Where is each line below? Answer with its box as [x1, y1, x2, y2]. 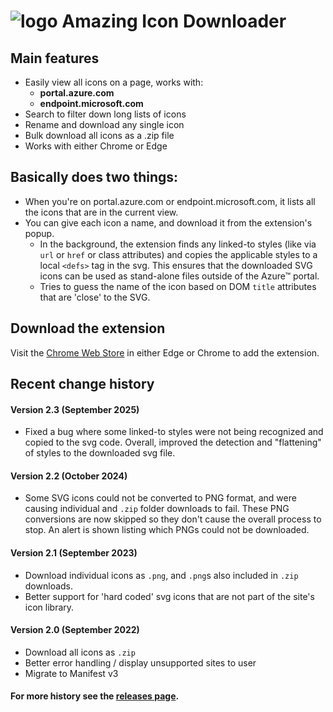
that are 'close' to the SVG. [39, 291, 151, 303]
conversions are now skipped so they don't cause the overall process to [24, 513, 322, 525]
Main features [10, 50, 100, 67]
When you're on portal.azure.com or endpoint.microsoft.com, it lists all [24, 195, 316, 207]
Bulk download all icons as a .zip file [24, 130, 175, 141]
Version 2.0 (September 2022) [10, 624, 140, 636]
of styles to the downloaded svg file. [24, 447, 176, 459]
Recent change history [10, 376, 155, 393]
